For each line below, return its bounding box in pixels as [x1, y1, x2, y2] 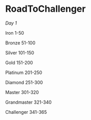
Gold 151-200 [5, 59, 33, 65]
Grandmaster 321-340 [5, 99, 52, 105]
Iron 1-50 [5, 30, 24, 36]
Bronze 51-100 [5, 39, 36, 46]
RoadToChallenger [5, 3, 86, 15]
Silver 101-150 [5, 50, 35, 56]
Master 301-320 [5, 89, 39, 95]
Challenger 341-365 [5, 109, 47, 115]
